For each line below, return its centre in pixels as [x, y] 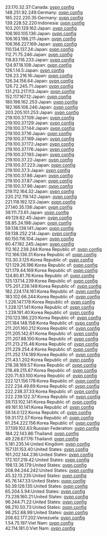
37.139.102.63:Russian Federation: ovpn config [52, 428]
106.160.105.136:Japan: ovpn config [41, 33]
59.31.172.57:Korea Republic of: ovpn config [49, 418]
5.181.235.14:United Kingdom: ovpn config [48, 444]
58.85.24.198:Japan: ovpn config [38, 223]
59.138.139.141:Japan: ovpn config [39, 228]
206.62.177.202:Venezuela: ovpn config [45, 518]
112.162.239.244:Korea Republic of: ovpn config [53, 249]
